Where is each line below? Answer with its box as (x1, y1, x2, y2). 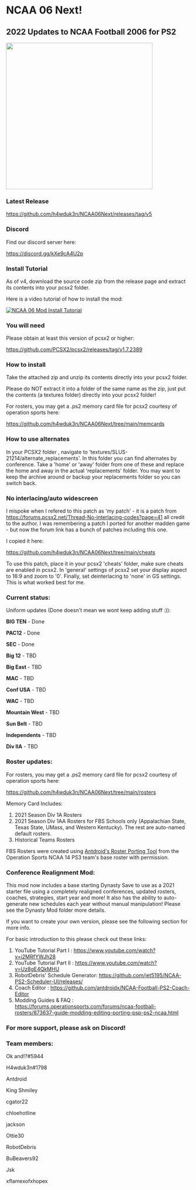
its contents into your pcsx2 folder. (6, 284, 90, 291)
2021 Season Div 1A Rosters (14, 811, 82, 818)
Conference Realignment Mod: (6, 868, 95, 877)
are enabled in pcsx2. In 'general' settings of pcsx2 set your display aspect (6, 567, 187, 574)
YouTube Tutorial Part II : (14, 959, 74, 966)
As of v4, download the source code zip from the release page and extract (6, 278, 186, 285)
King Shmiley (6, 1087, 38, 1094)
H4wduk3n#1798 (6, 1064, 47, 1071)
